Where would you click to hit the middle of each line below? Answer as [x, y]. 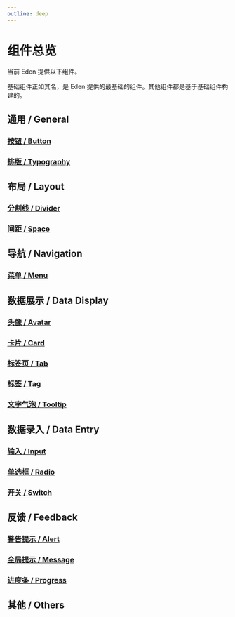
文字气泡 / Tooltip [37, 404]
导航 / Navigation [45, 254]
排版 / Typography [39, 161]
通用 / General [38, 119]
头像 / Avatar [29, 322]
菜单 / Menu [28, 276]
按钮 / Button [29, 141]
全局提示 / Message [41, 559]
